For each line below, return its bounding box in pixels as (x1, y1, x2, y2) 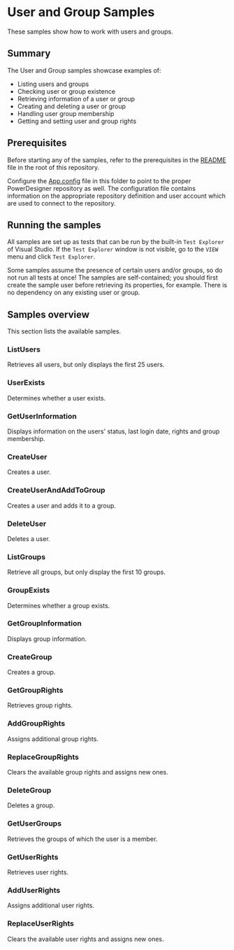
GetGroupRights (7, 686, 64, 696)
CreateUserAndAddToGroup (7, 485, 106, 495)
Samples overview (7, 308, 89, 320)
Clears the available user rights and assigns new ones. (7, 935, 164, 943)
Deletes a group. (7, 801, 55, 809)
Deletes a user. (7, 534, 50, 542)
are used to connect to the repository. (7, 199, 117, 207)
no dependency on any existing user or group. (7, 288, 140, 297)
